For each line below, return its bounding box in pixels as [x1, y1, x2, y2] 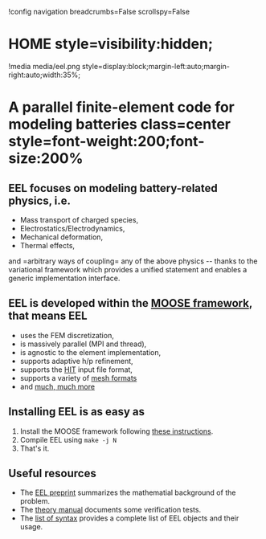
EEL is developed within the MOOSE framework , [8, 296, 253, 310]
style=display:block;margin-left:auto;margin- [81, 61, 231, 71]
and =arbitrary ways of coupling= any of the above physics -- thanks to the [8, 256, 258, 266]
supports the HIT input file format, [19, 365, 133, 374]
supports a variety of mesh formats [19, 373, 137, 382]
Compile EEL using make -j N [19, 435, 117, 444]
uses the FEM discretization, [19, 330, 114, 340]
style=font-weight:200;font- [8, 133, 205, 151]
